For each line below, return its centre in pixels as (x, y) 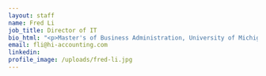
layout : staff (32, 15)
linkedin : (25, 52)
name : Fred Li (32, 23)
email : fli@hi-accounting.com (58, 45)
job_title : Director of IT (53, 30)
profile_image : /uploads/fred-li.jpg (70, 60)
